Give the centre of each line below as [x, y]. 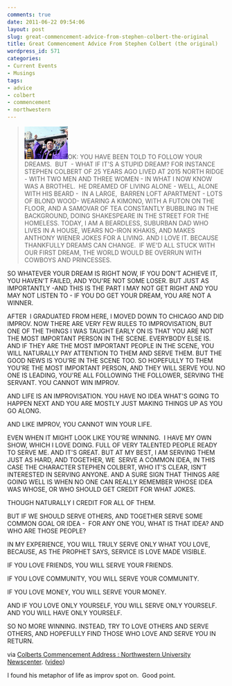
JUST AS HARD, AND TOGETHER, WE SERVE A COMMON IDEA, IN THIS [111, 460]
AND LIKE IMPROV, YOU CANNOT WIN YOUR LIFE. [80, 424]
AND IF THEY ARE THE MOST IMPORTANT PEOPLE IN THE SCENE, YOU [111, 346]
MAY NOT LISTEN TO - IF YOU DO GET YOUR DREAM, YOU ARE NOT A [109, 295]
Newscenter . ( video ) [36, 662]
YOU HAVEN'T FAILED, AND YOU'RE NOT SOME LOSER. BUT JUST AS [108, 281]
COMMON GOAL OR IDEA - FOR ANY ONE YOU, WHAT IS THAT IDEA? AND [115, 523]
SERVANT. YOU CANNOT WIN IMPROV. [63, 383]
